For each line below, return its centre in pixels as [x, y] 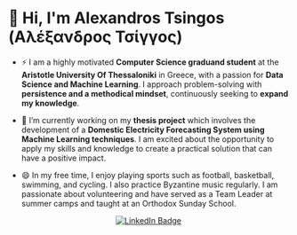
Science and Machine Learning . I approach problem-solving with [141, 84]
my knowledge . [50, 103]
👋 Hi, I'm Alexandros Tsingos [116, 18]
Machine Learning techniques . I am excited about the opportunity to [148, 139]
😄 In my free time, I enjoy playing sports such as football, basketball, [148, 175]
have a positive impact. [64, 158]
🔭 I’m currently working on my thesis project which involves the [138, 120]
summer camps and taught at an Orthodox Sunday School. [128, 203]
